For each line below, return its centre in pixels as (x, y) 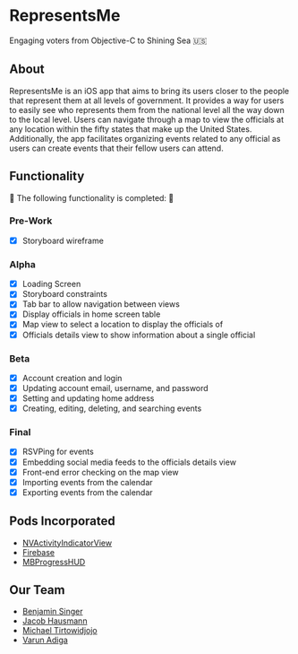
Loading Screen (51, 284)
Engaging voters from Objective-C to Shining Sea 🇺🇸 (108, 40)
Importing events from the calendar (88, 482)
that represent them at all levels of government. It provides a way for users (147, 100)
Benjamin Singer (52, 612)
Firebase (38, 552)
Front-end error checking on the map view (100, 472)
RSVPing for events (58, 452)
